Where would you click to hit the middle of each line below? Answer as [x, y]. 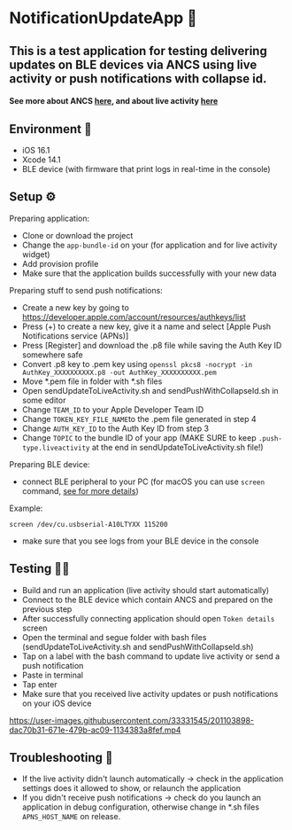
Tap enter [39, 684]
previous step [47, 609]
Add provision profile [60, 263]
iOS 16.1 [36, 150]
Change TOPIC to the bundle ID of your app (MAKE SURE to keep [139, 437]
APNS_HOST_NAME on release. [71, 817]
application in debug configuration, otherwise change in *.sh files [140, 807]
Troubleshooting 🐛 [61, 758]
